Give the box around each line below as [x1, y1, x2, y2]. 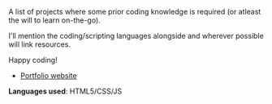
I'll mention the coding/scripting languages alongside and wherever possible [8, 31, 264, 40]
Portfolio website [19, 71, 77, 80]
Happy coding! [8, 56, 58, 64]
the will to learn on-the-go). [8, 15, 101, 25]
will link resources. [8, 40, 71, 49]
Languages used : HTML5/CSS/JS [8, 86, 123, 96]
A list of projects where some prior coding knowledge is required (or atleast [8, 7, 261, 16]
